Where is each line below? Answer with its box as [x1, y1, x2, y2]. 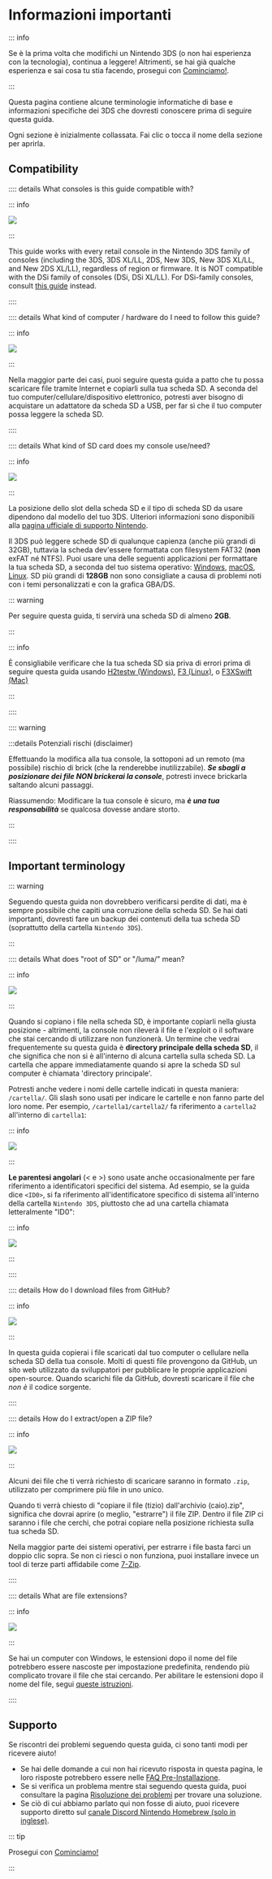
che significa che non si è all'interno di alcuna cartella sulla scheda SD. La [8, 1050, 256, 1061]
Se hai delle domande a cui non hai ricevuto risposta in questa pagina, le [19, 1764, 263, 1774]
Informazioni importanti [8, 6, 172, 24]
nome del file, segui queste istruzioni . [8, 1679, 134, 1689]
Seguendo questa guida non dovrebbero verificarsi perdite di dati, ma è [8, 896, 248, 907]
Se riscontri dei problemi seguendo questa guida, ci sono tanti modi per [8, 1740, 248, 1750]
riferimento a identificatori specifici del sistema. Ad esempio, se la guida [8, 1180, 250, 1191]
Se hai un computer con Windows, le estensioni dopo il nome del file [8, 1653, 238, 1663]
